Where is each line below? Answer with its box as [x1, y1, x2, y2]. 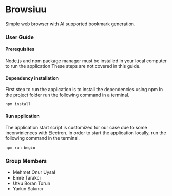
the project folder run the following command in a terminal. [5, 92, 130, 98]
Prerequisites [5, 46, 35, 52]
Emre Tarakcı [12, 174, 41, 181]
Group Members [5, 157, 47, 165]
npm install [5, 102, 31, 107]
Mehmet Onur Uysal [12, 169, 55, 175]
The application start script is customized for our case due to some [5, 124, 147, 131]
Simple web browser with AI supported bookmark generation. [5, 21, 136, 27]
